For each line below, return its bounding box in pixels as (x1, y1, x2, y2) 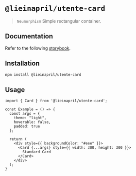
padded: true (14, 124, 40, 129)
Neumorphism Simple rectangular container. (17, 18, 101, 24)
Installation (5, 59, 40, 68)
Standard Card (22, 150, 51, 155)
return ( (9, 137, 27, 142)
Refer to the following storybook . (5, 45, 71, 51)
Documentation (5, 32, 53, 40)
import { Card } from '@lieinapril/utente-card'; (5, 99, 108, 104)
